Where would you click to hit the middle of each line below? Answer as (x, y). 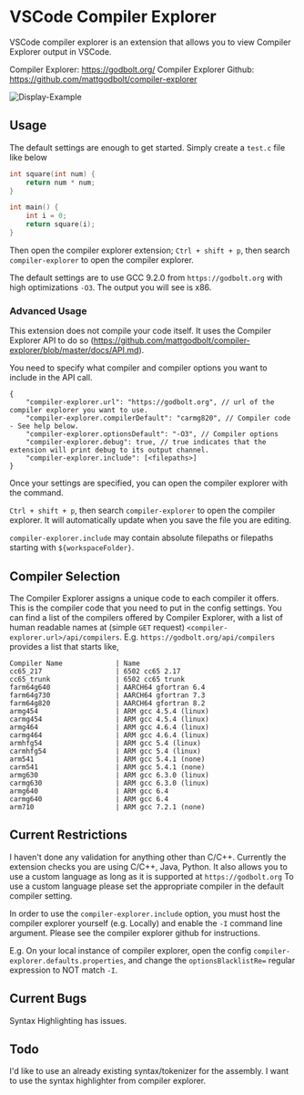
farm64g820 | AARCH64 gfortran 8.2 (107, 703)
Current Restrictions (68, 835)
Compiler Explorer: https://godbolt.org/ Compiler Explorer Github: (132, 69)
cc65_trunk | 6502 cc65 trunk (97, 679)
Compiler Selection (65, 576)
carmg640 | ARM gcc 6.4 (89, 799)
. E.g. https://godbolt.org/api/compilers (198, 637)
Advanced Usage (48, 310)
